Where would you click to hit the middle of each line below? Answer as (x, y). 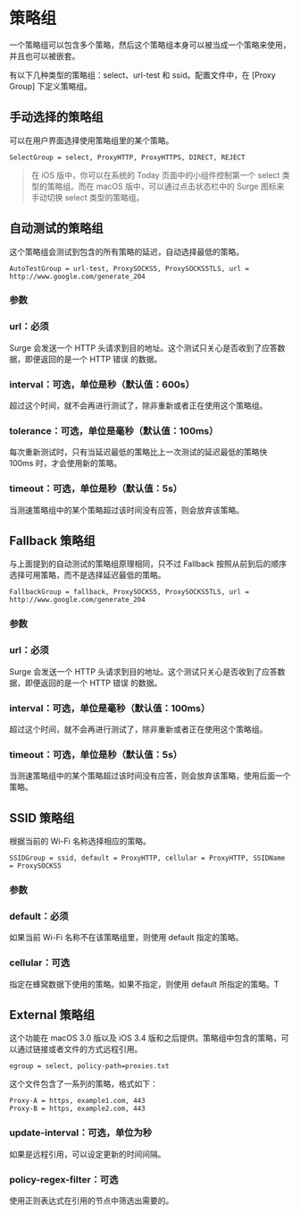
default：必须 (39, 916)
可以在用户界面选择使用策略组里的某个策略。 (92, 140)
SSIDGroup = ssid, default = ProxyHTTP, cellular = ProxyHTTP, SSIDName (147, 858)
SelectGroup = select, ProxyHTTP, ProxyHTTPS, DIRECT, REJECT (127, 157)
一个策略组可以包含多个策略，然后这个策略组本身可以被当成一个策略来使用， (150, 45)
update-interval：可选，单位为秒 (81, 1133)
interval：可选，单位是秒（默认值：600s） (102, 384)
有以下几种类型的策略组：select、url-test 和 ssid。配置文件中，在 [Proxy (143, 75)
